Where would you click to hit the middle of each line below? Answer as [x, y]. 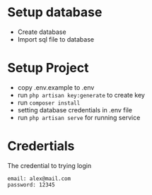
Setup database [55, 12]
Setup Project [48, 68]
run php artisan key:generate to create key [81, 95]
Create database [42, 32]
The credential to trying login [49, 165]
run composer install [49, 102]
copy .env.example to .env [56, 87]
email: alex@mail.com [39, 178]
